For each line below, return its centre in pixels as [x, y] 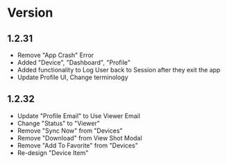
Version [30, 13]
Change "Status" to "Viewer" [59, 123]
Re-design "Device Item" [53, 153]
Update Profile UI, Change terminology [73, 77]
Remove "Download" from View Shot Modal [79, 138]
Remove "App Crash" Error [56, 55]
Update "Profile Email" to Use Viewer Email [79, 115]
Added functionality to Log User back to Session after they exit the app [119, 70]
